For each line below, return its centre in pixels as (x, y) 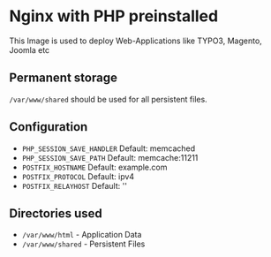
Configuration (49, 127)
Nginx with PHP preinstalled (114, 16)
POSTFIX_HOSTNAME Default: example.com (94, 167)
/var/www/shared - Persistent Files (83, 244)
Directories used (56, 213)
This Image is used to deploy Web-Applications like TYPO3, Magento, (135, 41)
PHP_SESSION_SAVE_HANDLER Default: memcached (109, 148)
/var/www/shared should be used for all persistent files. (108, 99)
